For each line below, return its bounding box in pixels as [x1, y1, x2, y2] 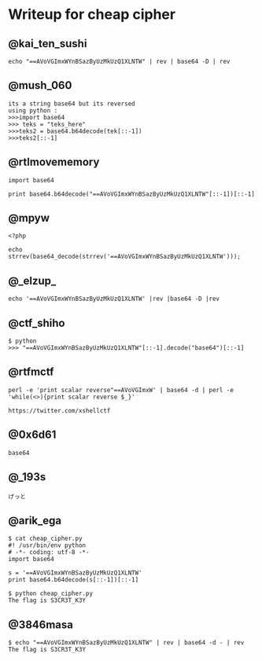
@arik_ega [8, 513, 62, 527]
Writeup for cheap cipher [8, 6, 175, 24]
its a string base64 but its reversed [8, 100, 135, 108]
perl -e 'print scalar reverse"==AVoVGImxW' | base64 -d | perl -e [8, 386, 234, 394]
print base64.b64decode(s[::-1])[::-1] [8, 576, 139, 584]
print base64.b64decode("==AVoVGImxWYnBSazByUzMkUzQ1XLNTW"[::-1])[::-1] [8, 190, 256, 198]
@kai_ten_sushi [8, 37, 87, 50]
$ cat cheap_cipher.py [8, 534, 83, 543]
